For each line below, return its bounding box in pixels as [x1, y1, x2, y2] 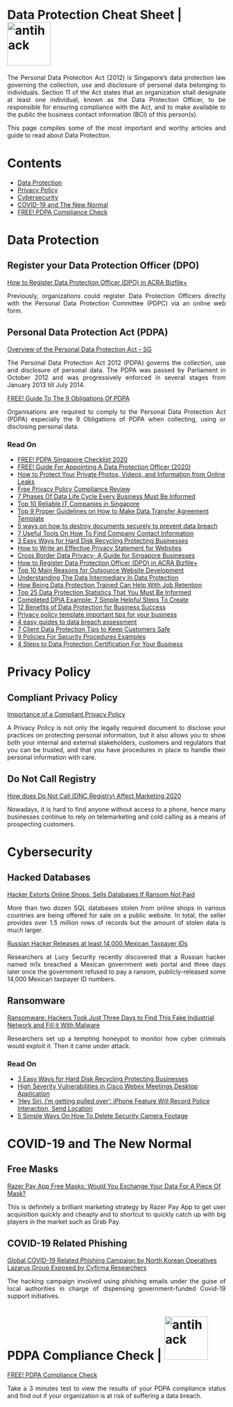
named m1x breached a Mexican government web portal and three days [7, 960, 226, 968]
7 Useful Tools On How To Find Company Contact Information [17, 528, 194, 538]
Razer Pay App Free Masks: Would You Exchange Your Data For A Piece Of [7, 1181, 221, 1190]
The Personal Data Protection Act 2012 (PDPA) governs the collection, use [7, 358, 226, 367]
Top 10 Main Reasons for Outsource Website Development [17, 566, 184, 574]
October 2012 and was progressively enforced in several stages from [7, 373, 226, 381]
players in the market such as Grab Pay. [7, 1217, 121, 1226]
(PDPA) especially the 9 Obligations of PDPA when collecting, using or [7, 415, 226, 423]
